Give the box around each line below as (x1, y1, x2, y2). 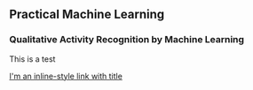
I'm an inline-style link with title (9, 71, 123, 81)
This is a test (9, 53, 56, 64)
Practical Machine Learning (9, 7, 165, 22)
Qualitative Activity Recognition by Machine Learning (9, 34, 245, 46)
